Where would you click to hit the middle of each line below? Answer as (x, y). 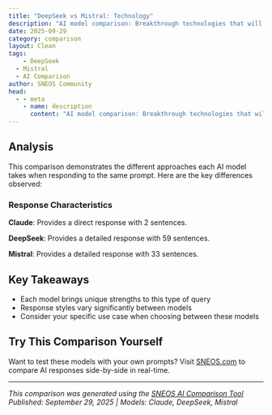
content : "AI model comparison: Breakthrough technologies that (140, 115)
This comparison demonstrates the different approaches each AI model (127, 166)
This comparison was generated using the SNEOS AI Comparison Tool (126, 393)
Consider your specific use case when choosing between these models (139, 316)
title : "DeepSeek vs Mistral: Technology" (81, 16)
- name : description (57, 106)
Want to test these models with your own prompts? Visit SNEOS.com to (127, 361)
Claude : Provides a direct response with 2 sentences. (98, 223)
